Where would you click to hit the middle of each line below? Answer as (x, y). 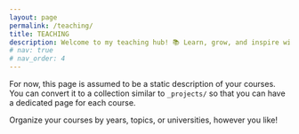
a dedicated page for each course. (73, 102)
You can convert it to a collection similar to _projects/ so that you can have (148, 93)
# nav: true (31, 51)
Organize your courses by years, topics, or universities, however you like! (144, 120)
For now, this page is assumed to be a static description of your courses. (142, 84)
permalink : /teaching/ (51, 26)
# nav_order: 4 (37, 59)
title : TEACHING (39, 34)
